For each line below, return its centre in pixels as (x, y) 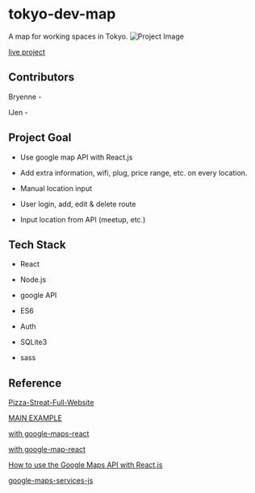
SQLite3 (33, 342)
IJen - (18, 112)
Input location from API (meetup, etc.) (83, 219)
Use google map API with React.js (76, 157)
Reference (35, 383)
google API (38, 296)
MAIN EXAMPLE (36, 418)
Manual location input (56, 188)
